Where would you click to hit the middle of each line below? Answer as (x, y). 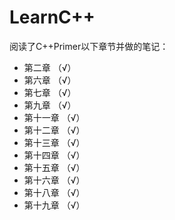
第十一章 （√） (54, 117)
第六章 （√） (50, 80)
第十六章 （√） (54, 180)
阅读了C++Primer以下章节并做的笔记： (89, 46)
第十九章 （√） (54, 205)
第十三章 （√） (54, 142)
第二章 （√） (50, 67)
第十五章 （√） (54, 167)
